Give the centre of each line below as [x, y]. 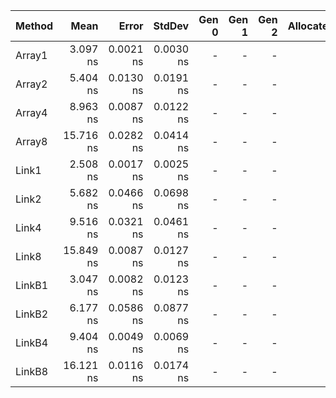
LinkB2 [31, 314]
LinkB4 [31, 342]
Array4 [31, 112]
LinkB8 [31, 371]
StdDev [171, 26]
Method [34, 26]
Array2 [31, 84]
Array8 [31, 141]
